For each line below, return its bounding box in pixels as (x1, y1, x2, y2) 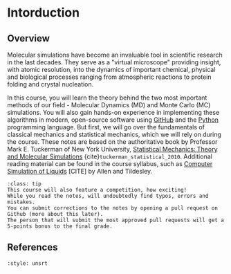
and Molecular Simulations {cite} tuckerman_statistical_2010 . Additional (7, 152, 212, 161)
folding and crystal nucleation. (7, 80, 94, 88)
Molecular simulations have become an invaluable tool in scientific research (7, 51, 223, 59)
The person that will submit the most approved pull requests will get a (7, 217, 225, 223)
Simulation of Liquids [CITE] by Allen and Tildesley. (7, 167, 153, 175)
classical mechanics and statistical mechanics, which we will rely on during (7, 130, 221, 138)
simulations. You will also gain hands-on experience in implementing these (7, 109, 220, 116)
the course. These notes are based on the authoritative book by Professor (7, 138, 218, 146)
